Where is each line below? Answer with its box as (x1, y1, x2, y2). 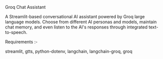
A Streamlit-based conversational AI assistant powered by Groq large (5, 14, 145, 19)
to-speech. (5, 29, 27, 35)
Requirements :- (5, 39, 38, 45)
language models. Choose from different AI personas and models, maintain (5, 19, 157, 25)
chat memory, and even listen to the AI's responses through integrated (5, 24, 148, 30)
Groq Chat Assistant (5, 4, 46, 10)
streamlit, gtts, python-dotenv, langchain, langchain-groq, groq (5, 49, 133, 54)
